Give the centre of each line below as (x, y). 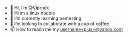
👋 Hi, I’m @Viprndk (29, 8)
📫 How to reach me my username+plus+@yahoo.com (66, 29)
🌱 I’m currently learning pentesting (46, 18)
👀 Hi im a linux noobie (32, 13)
